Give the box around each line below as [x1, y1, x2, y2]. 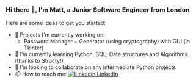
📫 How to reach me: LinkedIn [14, 70, 118, 78]
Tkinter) [23, 44, 44, 51]
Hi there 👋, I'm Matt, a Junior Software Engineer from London [5, 5, 190, 14]
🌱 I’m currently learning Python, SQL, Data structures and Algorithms [14, 51, 188, 58]
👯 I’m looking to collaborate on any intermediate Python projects [14, 63, 176, 71]
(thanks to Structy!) [14, 57, 64, 65]
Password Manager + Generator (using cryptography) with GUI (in [23, 38, 191, 45]
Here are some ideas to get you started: [5, 20, 106, 27]
